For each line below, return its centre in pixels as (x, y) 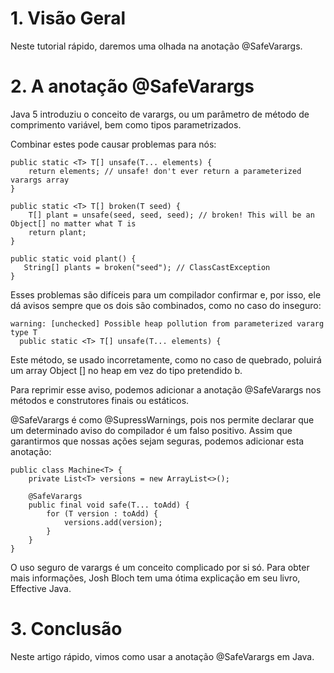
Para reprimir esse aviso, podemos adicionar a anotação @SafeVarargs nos (166, 389)
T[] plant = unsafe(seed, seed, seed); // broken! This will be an (171, 215)
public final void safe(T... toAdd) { (109, 505)
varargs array (40, 180)
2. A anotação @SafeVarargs (132, 86)
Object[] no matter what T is (73, 223)
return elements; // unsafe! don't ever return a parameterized (165, 171)
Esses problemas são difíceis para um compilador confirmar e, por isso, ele (166, 294)
